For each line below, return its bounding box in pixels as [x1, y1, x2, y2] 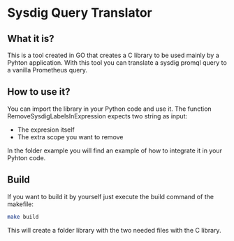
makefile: [7, 200, 34, 208]
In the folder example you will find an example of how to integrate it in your [7, 146, 222, 155]
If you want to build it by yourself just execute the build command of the [7, 192, 214, 201]
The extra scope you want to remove [17, 132, 124, 141]
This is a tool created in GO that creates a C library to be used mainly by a [7, 51, 220, 59]
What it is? [7, 33, 54, 45]
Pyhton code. [7, 153, 46, 162]
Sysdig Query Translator [7, 5, 152, 21]
